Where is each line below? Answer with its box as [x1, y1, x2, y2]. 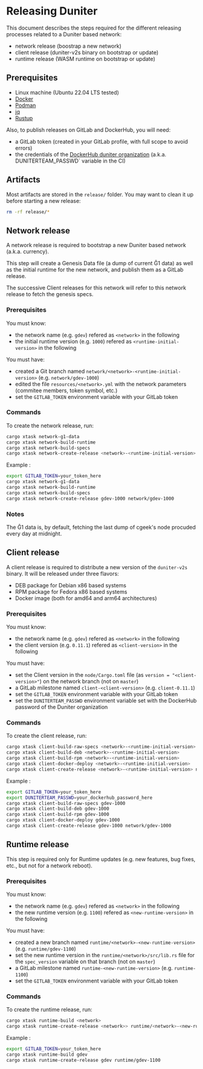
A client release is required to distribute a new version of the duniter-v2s [6, 563, 188, 570]
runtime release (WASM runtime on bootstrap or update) [14, 55, 156, 62]
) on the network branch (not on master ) [39, 678, 139, 685]
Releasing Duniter [6, 4, 98, 18]
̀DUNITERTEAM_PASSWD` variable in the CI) [14, 157, 126, 164]
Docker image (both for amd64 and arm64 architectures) [14, 594, 157, 602]
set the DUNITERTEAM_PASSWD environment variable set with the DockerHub [14, 697, 197, 705]
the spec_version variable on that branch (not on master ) [14, 958, 155, 965]
